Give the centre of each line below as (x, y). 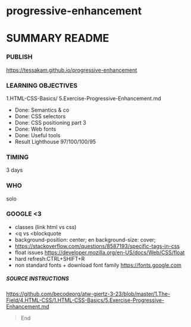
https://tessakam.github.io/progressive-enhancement (72, 70)
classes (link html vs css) (46, 227)
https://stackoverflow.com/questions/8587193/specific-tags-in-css (97, 246)
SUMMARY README (58, 38)
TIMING (18, 157)
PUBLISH (19, 57)
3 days (15, 170)
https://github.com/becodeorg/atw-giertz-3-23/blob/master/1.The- (88, 294)
